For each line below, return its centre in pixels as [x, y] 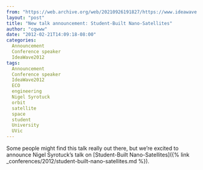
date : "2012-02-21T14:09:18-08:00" [51, 35]
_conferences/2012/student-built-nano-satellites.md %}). [78, 161]
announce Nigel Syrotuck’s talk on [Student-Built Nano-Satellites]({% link [98, 155]
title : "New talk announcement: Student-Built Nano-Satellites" [89, 23]
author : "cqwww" [27, 29]
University [26, 126]
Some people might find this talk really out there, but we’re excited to [93, 148]
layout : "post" [26, 18]
